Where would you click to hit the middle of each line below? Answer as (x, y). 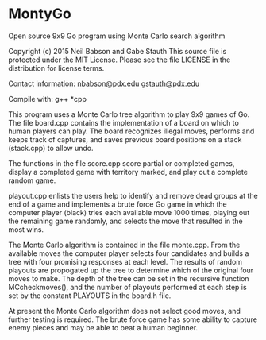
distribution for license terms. (56, 68)
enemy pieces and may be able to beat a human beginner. (103, 327)
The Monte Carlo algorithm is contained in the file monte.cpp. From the (124, 245)
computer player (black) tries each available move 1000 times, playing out (129, 212)
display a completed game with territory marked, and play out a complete (128, 172)
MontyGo (40, 14)
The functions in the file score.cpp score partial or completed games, (121, 163)
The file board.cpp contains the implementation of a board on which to (124, 122)
